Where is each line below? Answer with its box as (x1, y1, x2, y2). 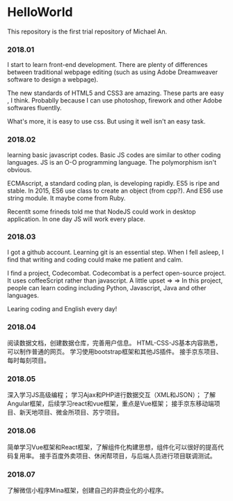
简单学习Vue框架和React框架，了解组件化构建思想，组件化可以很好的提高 (7, 442, 218, 451)
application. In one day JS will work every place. (7, 214, 146, 223)
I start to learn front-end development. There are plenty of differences (7, 61, 208, 69)
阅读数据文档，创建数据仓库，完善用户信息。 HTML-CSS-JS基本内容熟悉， (7, 339, 222, 347)
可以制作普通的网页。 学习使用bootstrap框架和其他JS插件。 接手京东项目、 (7, 347, 223, 356)
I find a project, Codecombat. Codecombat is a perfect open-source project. (7, 269, 226, 277)
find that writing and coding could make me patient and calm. (7, 255, 183, 264)
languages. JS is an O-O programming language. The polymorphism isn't (7, 158, 217, 166)
